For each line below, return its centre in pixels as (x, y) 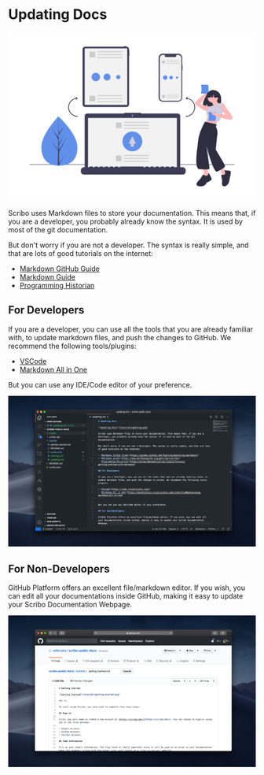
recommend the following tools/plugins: (72, 346)
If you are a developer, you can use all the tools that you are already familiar (131, 329)
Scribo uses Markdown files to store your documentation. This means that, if (132, 213)
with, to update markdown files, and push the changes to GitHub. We (120, 337)
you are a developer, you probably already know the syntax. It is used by (126, 221)
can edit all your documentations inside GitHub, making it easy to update (126, 596)
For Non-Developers (59, 569)
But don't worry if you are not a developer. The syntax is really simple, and (128, 245)
